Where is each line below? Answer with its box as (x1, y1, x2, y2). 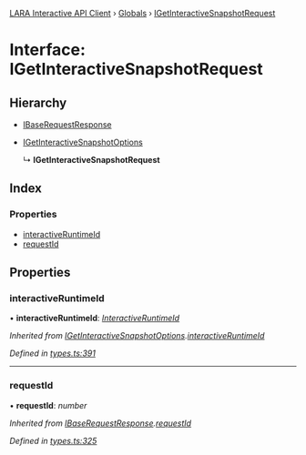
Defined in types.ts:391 (9, 348, 96, 359)
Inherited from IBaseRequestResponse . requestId (9, 418, 192, 429)
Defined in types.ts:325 (9, 435, 97, 446)
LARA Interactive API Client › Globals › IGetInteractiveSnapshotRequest (9, 8, 276, 18)
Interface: (9, 40, 87, 60)
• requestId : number (9, 399, 87, 410)
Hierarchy (9, 95, 67, 110)
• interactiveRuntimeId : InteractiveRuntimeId (9, 313, 180, 324)
